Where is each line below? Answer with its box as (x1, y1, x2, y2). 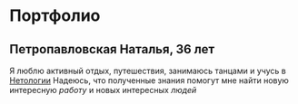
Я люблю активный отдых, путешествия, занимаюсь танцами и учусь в (9, 65, 286, 76)
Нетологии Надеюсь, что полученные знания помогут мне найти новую (9, 75, 289, 86)
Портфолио (9, 5, 101, 26)
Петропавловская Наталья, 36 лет (9, 42, 215, 57)
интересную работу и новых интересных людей (9, 85, 197, 95)
